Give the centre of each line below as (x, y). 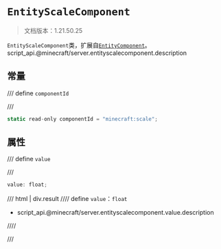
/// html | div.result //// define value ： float (67, 199)
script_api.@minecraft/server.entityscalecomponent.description (97, 53)
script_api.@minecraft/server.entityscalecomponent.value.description (115, 213)
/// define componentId (38, 93)
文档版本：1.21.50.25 (53, 30)
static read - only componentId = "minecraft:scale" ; (82, 119)
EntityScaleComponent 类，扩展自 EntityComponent (76, 45)
